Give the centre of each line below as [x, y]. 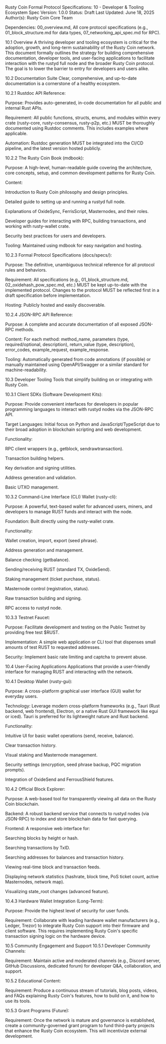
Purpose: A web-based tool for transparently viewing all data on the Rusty [81, 799]
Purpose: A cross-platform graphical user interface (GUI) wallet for [73, 691]
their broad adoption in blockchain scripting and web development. [74, 429]
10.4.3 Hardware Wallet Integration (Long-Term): [55, 901]
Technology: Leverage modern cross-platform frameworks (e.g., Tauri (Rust [83, 706]
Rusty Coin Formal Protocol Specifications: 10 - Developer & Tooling [74, 7]
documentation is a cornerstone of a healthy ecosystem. [63, 83]
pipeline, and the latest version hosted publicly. [53, 148]
